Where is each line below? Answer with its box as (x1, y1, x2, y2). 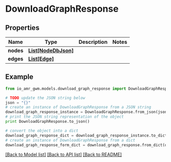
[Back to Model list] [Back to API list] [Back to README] (5, 151, 122, 158)
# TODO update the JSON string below (5, 95, 85, 100)
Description (78, 39, 108, 45)
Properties (5, 23, 40, 32)
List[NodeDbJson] (28, 47, 74, 54)
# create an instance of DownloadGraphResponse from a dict (5, 138, 136, 143)
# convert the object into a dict (5, 128, 79, 133)
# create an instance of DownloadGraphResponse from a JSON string (5, 105, 152, 110)
